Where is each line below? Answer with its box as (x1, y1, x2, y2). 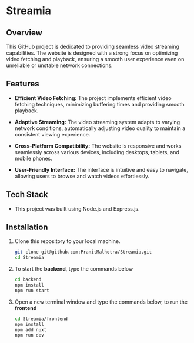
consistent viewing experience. (14, 131, 91, 138)
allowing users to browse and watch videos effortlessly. (14, 172, 150, 179)
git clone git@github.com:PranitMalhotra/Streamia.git (14, 249, 152, 255)
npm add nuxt (14, 327, 47, 333)
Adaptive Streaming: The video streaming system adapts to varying (14, 118, 180, 125)
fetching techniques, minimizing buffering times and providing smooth (14, 101, 185, 108)
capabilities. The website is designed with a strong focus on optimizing (6, 49, 178, 56)
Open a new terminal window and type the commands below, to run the (14, 298, 188, 305)
